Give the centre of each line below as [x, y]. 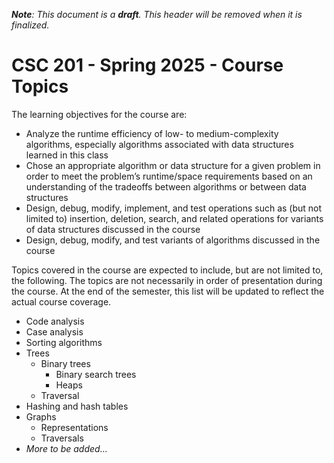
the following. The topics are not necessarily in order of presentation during [167, 280]
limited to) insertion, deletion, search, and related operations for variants [174, 218]
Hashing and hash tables [77, 406]
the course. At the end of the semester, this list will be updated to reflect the [168, 291]
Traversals [62, 438]
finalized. [30, 25]
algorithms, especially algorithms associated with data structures [159, 144]
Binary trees [65, 363]
